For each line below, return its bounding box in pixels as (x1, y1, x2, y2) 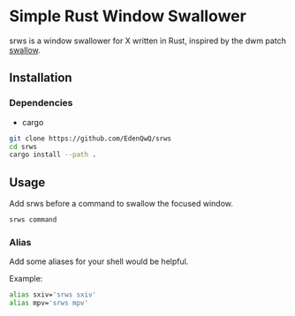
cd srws (9, 142, 38, 151)
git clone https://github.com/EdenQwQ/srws (9, 134, 172, 143)
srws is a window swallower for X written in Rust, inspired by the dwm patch (9, 35, 287, 46)
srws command (9, 215, 57, 224)
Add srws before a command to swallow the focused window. (9, 199, 234, 209)
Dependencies (9, 97, 73, 109)
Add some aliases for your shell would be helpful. (9, 256, 189, 267)
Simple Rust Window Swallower (9, 6, 247, 26)
